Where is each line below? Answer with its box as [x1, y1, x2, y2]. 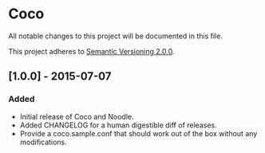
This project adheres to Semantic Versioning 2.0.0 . [8, 46, 175, 56]
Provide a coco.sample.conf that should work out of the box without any [19, 128, 258, 138]
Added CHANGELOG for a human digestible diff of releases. [19, 120, 217, 130]
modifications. [19, 137, 68, 147]
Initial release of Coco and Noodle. [19, 112, 134, 121]
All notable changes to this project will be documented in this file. [8, 31, 223, 41]
